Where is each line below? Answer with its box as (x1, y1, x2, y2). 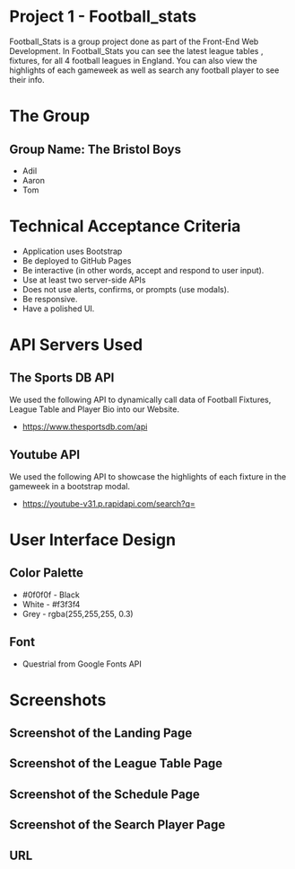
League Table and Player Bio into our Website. (9, 403, 180, 415)
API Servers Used (9, 335, 143, 355)
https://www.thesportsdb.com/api (22, 421, 148, 432)
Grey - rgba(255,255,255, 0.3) (22, 608, 134, 619)
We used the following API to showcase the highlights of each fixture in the (9, 470, 287, 482)
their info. (9, 74, 45, 85)
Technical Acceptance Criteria (9, 216, 241, 237)
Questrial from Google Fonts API (22, 658, 142, 669)
